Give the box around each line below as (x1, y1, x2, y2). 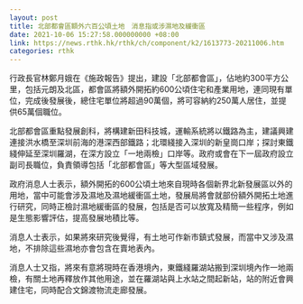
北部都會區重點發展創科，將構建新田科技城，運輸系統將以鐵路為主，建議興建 (9, 125, 294, 136)
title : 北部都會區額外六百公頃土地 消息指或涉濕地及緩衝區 (9, 22, 206, 31)
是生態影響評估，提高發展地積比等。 (9, 213, 144, 224)
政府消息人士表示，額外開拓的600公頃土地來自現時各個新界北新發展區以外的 (9, 179, 293, 189)
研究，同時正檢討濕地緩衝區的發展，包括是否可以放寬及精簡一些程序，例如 (16, 201, 294, 212)
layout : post (9, 13, 59, 23)
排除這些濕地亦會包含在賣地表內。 (32, 243, 160, 253)
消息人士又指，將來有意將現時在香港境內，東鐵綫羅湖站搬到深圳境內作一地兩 (9, 263, 294, 273)
